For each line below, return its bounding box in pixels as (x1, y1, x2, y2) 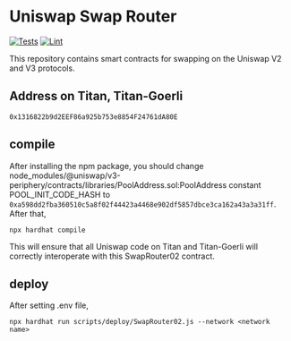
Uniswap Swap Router (9, 6, 177, 27)
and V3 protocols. (9, 63, 75, 73)
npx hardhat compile (9, 226, 87, 234)
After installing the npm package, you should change (9, 160, 204, 171)
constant (228, 179, 261, 190)
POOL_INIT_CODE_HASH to (9, 189, 110, 200)
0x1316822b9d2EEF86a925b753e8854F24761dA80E (9, 112, 178, 122)
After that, (9, 208, 47, 218)
